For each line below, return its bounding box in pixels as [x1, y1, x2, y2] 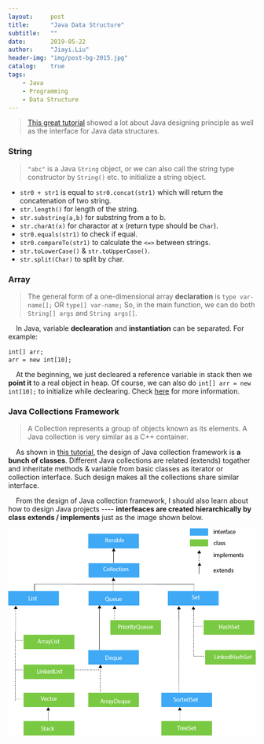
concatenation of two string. [19, 196, 112, 205]
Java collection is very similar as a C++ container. [27, 432, 189, 442]
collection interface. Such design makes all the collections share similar [8, 472, 240, 482]
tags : [8, 71, 26, 79]
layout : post [8, 13, 65, 20]
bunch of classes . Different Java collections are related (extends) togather [8, 456, 251, 465]
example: [8, 332, 38, 341]
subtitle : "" [8, 29, 58, 37]
